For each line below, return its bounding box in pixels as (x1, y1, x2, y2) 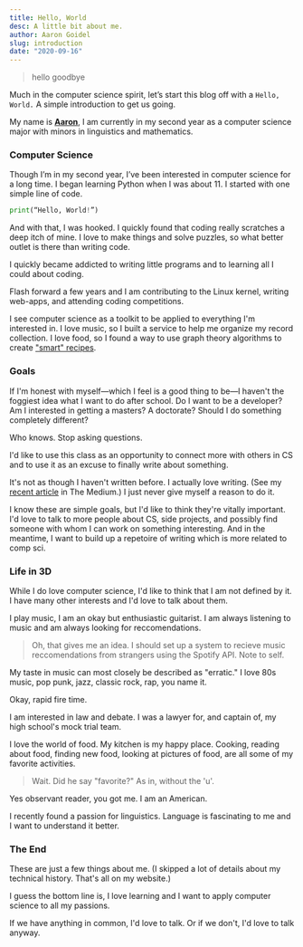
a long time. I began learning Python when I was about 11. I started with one (9, 178, 290, 190)
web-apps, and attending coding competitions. (9, 296, 185, 307)
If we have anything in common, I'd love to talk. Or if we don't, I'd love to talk (9, 918, 295, 929)
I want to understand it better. (9, 820, 120, 831)
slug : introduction (9, 38, 83, 48)
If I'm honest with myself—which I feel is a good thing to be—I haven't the (9, 386, 285, 397)
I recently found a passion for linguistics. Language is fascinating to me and (9, 810, 291, 821)
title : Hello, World (9, 13, 88, 23)
